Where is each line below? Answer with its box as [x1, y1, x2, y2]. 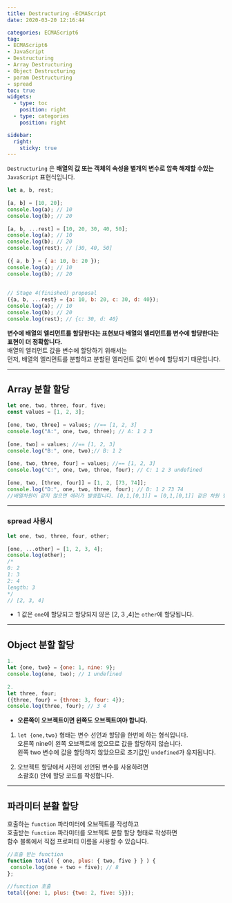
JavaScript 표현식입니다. [7, 173, 75, 181]
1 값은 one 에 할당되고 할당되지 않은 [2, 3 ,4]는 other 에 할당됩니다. [17, 610, 195, 619]
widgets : [7, 93, 32, 100]
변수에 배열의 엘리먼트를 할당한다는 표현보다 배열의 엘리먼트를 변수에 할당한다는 [7, 329, 220, 337]
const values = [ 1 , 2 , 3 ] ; [7, 409, 85, 416]
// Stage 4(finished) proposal [7, 290, 97, 297]
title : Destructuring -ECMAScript [7, 10, 107, 17]
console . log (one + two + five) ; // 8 [10, 864, 119, 870]
